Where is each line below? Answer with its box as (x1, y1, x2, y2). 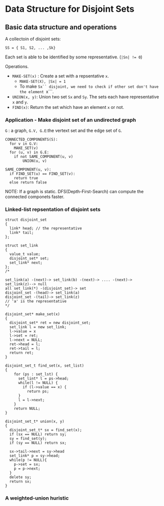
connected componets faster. (5, 194, 65, 200)
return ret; (9, 350, 34, 355)
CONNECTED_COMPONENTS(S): (5, 137, 58, 142)
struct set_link (5, 243, 38, 248)
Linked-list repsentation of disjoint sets (5, 206, 101, 213)
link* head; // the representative (9, 226, 82, 231)
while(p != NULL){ (9, 457, 47, 462)
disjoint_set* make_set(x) (5, 311, 60, 317)
